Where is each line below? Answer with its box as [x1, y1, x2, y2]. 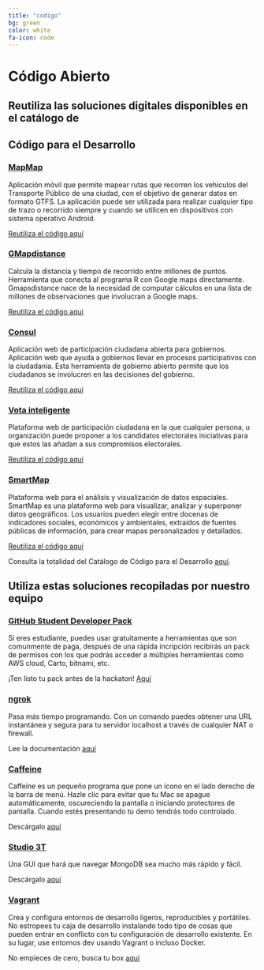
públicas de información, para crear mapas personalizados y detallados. [8, 526, 243, 536]
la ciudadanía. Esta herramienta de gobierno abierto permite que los [8, 361, 229, 371]
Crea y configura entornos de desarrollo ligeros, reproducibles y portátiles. [8, 912, 251, 922]
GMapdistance [8, 248, 66, 259]
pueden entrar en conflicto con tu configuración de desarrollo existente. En [8, 929, 252, 938]
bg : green [8, 19, 41, 27]
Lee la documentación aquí [8, 743, 96, 753]
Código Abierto [8, 68, 110, 85]
